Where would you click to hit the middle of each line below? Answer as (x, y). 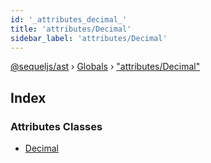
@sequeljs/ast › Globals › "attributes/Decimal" (105, 67)
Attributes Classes (56, 126)
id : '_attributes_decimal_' (69, 19)
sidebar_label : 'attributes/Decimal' (89, 38)
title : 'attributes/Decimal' (71, 29)
